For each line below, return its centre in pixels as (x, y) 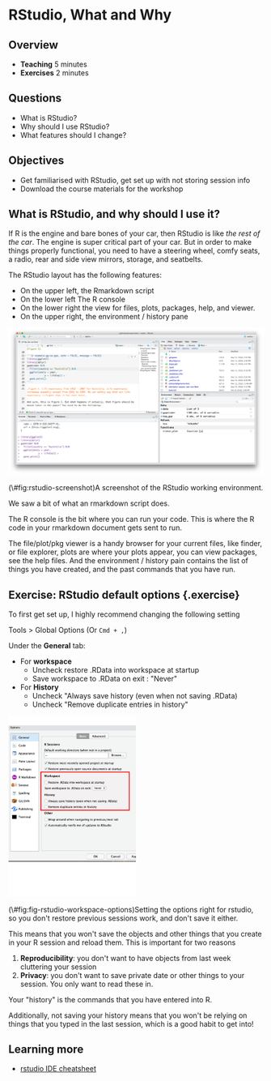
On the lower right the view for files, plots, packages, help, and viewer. (138, 308)
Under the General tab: (47, 646)
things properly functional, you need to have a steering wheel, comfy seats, (134, 251)
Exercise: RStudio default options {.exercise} (124, 594)
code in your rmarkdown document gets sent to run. (95, 528)
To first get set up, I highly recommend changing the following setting (124, 614)
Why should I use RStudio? (65, 126)
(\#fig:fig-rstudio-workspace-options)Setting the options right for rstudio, (131, 909)
